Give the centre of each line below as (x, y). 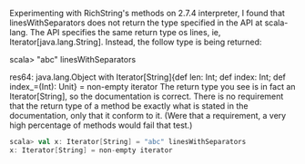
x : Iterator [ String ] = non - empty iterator (91, 150)
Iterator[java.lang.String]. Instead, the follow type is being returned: (136, 42)
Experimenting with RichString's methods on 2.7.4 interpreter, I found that (147, 13)
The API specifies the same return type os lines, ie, (126, 32)
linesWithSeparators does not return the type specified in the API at (136, 23)
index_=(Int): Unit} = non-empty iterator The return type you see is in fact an (152, 87)
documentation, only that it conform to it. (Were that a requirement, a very (148, 116)
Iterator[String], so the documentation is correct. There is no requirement (147, 96)
